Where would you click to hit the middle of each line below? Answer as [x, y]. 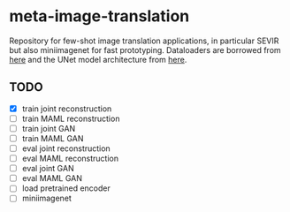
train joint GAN [49, 128]
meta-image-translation [99, 16]
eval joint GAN [48, 169]
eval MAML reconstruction [70, 159]
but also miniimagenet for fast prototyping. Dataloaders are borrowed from [145, 49]
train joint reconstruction [67, 109]
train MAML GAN [53, 138]
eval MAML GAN [52, 178]
